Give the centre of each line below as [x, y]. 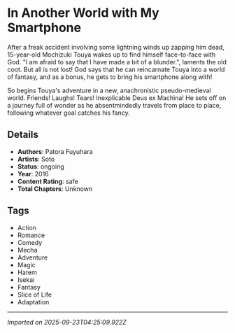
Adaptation [33, 302]
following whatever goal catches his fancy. [69, 113]
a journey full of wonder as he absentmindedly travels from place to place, [114, 105]
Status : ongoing [41, 166]
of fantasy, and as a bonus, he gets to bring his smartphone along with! [110, 77]
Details [23, 135]
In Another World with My [83, 13]
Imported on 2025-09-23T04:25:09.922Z [67, 322]
